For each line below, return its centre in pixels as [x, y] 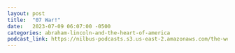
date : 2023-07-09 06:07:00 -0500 [59, 26]
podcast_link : [28, 39]
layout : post [26, 13]
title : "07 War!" [34, 20]
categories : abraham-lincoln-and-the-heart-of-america [89, 33]
